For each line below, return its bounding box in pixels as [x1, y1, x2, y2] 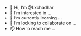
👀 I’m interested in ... [9, 10, 52, 16]
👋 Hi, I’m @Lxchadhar [9, 5, 54, 10]
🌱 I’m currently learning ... [9, 15, 62, 20]
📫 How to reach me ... [9, 26, 55, 31]
